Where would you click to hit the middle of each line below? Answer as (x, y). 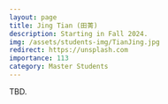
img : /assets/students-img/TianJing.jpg (85, 42)
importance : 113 (39, 58)
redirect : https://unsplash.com (69, 50)
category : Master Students (59, 67)
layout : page (33, 17)
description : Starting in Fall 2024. (79, 33)
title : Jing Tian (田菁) (53, 26)
